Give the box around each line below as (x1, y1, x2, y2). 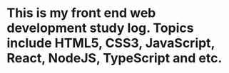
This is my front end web (6, 5, 156, 21)
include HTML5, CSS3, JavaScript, (6, 35, 215, 51)
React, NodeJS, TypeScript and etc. (6, 50, 223, 67)
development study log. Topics (6, 20, 194, 36)
